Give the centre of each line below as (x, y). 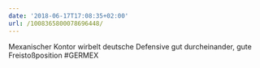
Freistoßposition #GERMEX (54, 55)
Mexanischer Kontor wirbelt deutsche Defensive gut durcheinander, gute (130, 46)
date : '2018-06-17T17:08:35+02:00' (69, 16)
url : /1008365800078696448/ (56, 23)
